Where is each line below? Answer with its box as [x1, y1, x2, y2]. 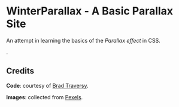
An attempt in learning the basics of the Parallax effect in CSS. [6, 37, 160, 44]
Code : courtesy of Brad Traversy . [6, 82, 89, 89]
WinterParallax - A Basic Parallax [6, 4, 174, 18]
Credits [6, 66, 35, 76]
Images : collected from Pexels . [6, 93, 83, 100]
